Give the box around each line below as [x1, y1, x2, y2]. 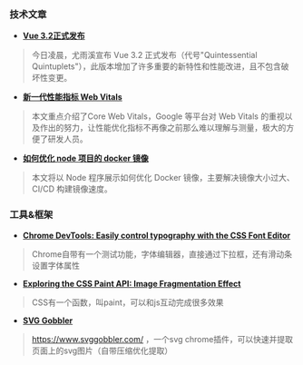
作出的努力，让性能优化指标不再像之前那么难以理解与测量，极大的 [39, 123, 287, 133]
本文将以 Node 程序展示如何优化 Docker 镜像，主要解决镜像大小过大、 [31, 173, 295, 183]
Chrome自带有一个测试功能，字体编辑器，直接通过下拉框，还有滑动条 [31, 248, 293, 260]
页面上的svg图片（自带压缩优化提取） [31, 345, 173, 356]
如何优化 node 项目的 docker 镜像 [22, 153, 150, 164]
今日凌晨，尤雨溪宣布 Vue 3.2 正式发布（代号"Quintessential [31, 50, 258, 61]
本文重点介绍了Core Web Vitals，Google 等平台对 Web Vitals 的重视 [31, 111, 285, 122]
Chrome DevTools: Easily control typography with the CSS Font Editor [22, 230, 291, 241]
